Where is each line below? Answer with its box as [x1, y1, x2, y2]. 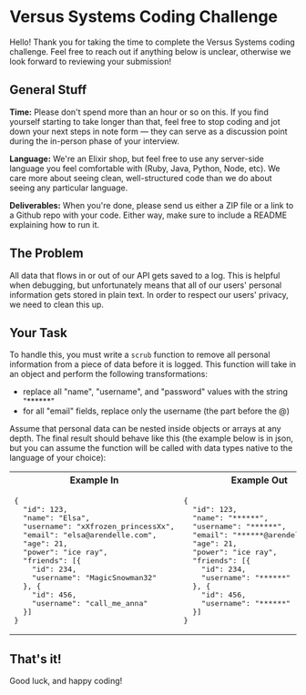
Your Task [9, 325, 68, 341]
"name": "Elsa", [22, 513, 91, 523]
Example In [69, 474, 119, 486]
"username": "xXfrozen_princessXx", [22, 522, 175, 532]
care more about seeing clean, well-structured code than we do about [9, 172, 272, 183]
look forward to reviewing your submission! [9, 56, 171, 66]
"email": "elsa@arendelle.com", [22, 530, 158, 540]
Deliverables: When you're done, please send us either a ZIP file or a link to [9, 199, 294, 210]
